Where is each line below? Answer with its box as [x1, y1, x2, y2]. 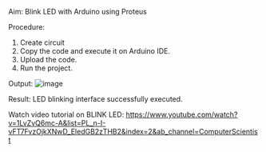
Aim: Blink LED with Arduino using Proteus [8, 7, 148, 16]
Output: [8, 79, 34, 88]
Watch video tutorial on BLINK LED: [8, 110, 125, 119]
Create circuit [19, 38, 66, 47]
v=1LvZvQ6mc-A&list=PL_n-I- [8, 118, 106, 127]
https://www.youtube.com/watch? [125, 110, 238, 119]
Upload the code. [19, 55, 77, 64]
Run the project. [19, 63, 73, 73]
